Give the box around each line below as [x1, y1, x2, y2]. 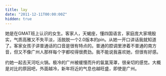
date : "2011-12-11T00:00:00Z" [5, 12, 68, 17]
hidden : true [5, 16, 32, 21]
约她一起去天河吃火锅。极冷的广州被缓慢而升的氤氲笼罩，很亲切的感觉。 [5, 60, 152, 66]
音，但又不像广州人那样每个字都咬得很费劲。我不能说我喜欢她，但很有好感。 [5, 49, 161, 55]
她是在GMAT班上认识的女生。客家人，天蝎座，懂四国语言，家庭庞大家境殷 [5, 31, 157, 37]
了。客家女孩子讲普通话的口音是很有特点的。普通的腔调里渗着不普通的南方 [5, 43, 157, 49]
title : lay [5, 7, 28, 12]
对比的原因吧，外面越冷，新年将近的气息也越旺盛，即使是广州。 [9, 66, 139, 72]
